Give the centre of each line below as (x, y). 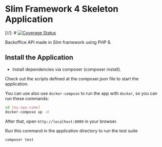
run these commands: (27, 98)
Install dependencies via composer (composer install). (67, 69)
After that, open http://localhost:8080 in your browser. (61, 121)
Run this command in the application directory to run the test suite (71, 130)
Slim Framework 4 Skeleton (62, 9)
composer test (20, 140)
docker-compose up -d (27, 112)
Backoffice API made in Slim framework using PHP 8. (58, 42)
